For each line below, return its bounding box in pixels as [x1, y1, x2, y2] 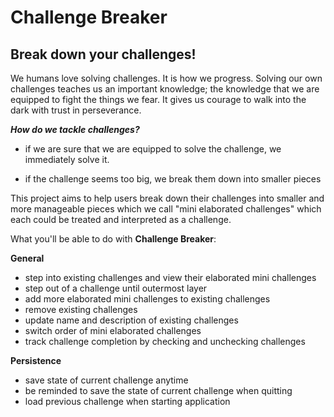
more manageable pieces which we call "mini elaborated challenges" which [10, 203, 322, 215]
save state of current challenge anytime [24, 374, 189, 386]
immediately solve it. [24, 154, 110, 165]
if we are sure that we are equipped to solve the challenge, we [24, 143, 282, 155]
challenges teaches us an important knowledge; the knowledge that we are [10, 83, 320, 95]
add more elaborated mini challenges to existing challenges [24, 293, 271, 305]
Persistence [10, 355, 62, 366]
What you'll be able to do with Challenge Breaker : [10, 233, 217, 245]
